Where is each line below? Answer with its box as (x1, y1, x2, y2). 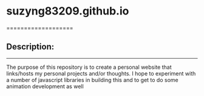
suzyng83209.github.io (6, 4, 129, 18)
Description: (6, 42, 55, 52)
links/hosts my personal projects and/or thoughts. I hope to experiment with (6, 69, 196, 77)
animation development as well (6, 83, 84, 90)
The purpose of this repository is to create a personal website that (6, 63, 172, 71)
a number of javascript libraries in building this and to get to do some (6, 76, 178, 83)
